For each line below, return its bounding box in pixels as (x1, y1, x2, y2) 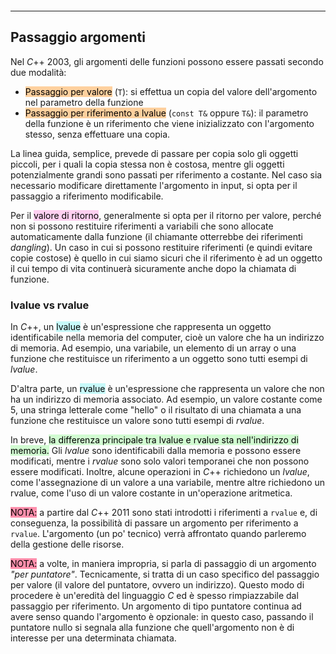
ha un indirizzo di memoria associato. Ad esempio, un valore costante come (10, 393, 323, 406)
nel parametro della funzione (24, 96, 144, 108)
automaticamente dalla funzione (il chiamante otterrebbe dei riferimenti (10, 230, 304, 242)
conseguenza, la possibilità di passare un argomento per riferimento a (10, 517, 299, 529)
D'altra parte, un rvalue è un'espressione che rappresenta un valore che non (10, 383, 325, 395)
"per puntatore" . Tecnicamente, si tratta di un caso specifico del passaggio (10, 568, 320, 581)
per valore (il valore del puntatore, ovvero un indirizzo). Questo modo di (10, 579, 305, 591)
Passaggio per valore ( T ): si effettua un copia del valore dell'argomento (24, 85, 318, 97)
